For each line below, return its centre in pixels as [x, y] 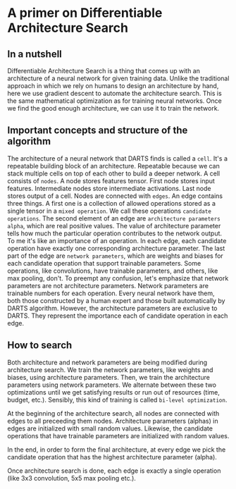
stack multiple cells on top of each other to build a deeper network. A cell [114, 173]
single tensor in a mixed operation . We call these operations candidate [109, 211]
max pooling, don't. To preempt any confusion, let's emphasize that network [118, 278]
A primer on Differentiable [85, 13]
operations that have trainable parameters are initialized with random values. [118, 435]
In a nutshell [35, 54]
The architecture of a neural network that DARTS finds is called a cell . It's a [117, 158]
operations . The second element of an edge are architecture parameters [114, 218]
